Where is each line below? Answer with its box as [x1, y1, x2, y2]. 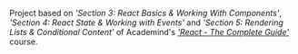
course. [9, 36, 38, 47]
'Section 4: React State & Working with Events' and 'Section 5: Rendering [9, 17, 284, 28]
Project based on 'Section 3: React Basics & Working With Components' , [9, 8, 283, 18]
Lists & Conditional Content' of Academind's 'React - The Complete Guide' [9, 27, 289, 37]
